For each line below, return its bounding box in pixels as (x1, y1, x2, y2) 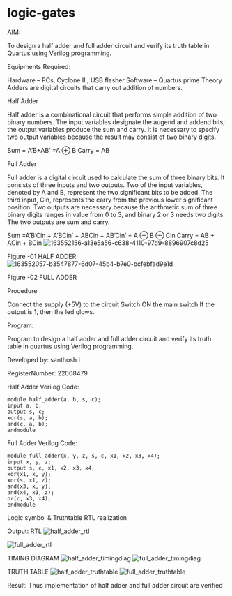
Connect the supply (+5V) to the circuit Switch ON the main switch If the (7, 300, 215, 308)
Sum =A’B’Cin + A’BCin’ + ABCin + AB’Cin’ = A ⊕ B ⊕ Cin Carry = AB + (7, 231, 215, 239)
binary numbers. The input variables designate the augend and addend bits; (7, 117, 225, 126)
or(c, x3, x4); (7, 495, 52, 502)
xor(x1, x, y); (7, 470, 52, 477)
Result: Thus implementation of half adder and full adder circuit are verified (7, 581, 223, 589)
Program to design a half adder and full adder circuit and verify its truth (7, 334, 212, 343)
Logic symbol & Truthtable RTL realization (7, 513, 127, 521)
